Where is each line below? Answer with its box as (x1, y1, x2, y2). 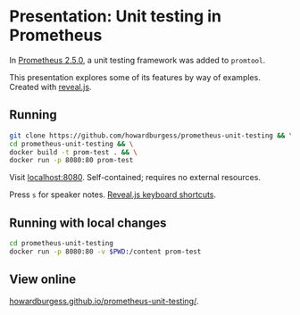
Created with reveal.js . (9, 81, 92, 92)
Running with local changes (9, 215, 167, 230)
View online (9, 272, 77, 287)
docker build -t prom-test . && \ (9, 147, 138, 157)
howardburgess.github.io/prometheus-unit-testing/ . (9, 295, 199, 306)
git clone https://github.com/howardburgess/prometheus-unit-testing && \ (9, 131, 294, 140)
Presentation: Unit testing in (9, 6, 221, 27)
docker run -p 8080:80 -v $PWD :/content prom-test (9, 247, 202, 256)
